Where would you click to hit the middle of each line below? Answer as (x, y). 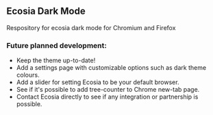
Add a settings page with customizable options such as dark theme (111, 68)
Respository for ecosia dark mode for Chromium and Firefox (91, 27)
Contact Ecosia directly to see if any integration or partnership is (107, 97)
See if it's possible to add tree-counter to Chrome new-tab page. (108, 90)
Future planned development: (57, 45)
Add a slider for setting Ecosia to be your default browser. (98, 82)
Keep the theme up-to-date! (56, 60)
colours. (28, 75)
